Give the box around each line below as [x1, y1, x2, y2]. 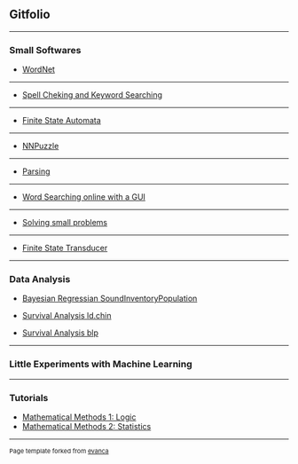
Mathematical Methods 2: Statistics [21, 421, 152, 431]
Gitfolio [9, 7, 51, 22]
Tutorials [9, 391, 49, 404]
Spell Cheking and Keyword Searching [21, 90, 162, 100]
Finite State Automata [21, 115, 102, 126]
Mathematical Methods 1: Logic [21, 412, 137, 422]
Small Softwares [9, 43, 82, 56]
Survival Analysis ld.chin [21, 311, 112, 321]
